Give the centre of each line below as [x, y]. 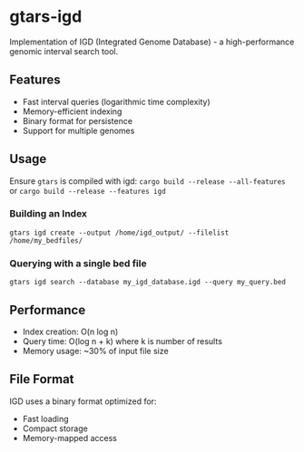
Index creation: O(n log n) [70, 332]
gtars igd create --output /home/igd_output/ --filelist [119, 233]
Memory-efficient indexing [72, 111]
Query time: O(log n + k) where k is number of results [122, 341]
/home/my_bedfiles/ [46, 240]
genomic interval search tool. [64, 51]
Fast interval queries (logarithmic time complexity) [116, 101]
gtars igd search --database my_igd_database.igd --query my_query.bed [147, 283]
